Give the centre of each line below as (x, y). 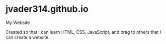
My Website (18, 22)
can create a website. (28, 37)
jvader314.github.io (47, 9)
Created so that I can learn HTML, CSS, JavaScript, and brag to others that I (83, 32)
